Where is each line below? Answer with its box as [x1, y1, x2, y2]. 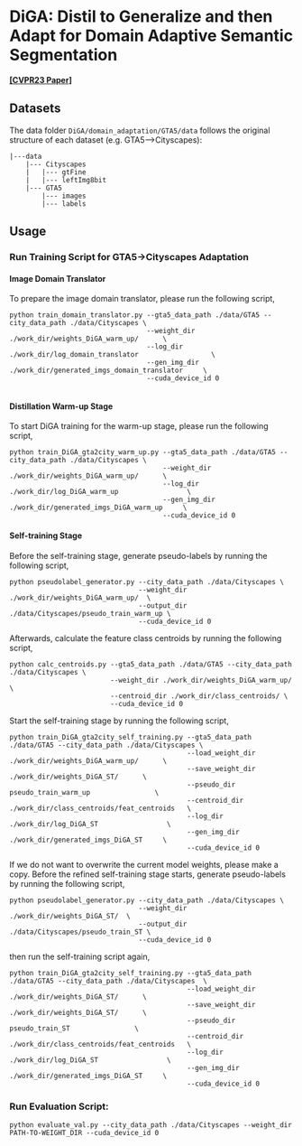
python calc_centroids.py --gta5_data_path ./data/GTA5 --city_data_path [9, 659, 293, 669]
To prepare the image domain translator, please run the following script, [9, 293, 275, 304]
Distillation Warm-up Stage [9, 400, 114, 412]
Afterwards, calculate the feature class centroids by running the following [9, 632, 282, 643]
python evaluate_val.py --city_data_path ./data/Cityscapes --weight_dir [9, 1120, 293, 1130]
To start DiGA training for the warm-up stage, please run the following [9, 421, 269, 432]
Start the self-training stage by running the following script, [9, 715, 230, 726]
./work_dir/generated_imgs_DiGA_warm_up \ [9, 503, 188, 512]
